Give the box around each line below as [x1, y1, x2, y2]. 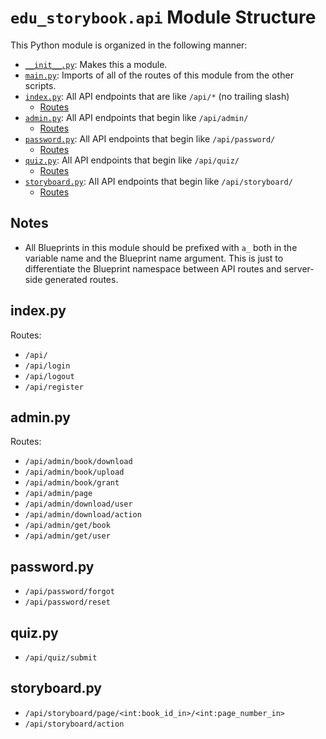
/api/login [24, 361, 71, 371]
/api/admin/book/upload [24, 467, 125, 478]
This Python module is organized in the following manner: [10, 39, 248, 51]
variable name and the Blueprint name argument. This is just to [24, 252, 284, 264]
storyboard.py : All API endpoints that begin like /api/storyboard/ [24, 175, 293, 187]
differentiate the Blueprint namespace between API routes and [24, 262, 282, 275]
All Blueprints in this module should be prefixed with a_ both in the [24, 241, 298, 253]
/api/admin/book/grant [24, 478, 120, 488]
